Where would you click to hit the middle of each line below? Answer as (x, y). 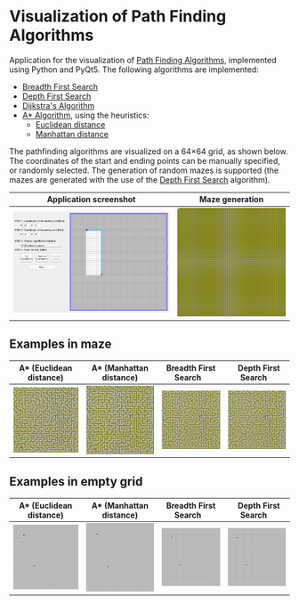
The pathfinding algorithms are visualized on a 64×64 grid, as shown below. (149, 151)
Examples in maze (61, 343)
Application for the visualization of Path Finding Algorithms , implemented (143, 60)
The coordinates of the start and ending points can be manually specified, (145, 160)
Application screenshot (91, 200)
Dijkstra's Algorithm (58, 105)
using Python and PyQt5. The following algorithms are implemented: (134, 69)
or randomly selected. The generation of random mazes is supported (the (144, 170)
